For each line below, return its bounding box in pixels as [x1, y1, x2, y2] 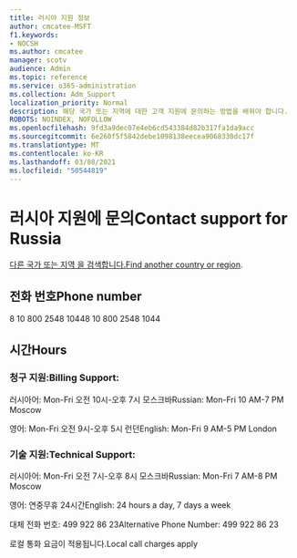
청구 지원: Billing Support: [9, 371, 120, 384]
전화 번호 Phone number [9, 288, 142, 304]
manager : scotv [9, 56, 67, 65]
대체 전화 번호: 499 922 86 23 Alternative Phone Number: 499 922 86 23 [9, 519, 280, 530]
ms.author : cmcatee [9, 47, 84, 57]
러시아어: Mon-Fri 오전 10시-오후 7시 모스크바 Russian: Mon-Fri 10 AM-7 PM [9, 394, 284, 405]
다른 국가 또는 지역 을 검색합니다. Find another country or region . [9, 259, 243, 270]
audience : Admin [9, 65, 71, 74]
